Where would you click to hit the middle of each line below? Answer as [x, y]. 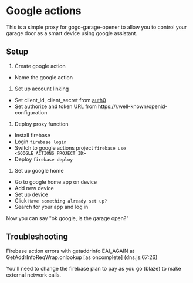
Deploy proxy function [41, 124]
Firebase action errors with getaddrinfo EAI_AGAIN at [70, 251]
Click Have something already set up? [61, 200]
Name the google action [44, 77]
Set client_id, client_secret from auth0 [60, 100]
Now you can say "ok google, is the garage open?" [67, 218]
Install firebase [33, 135]
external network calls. [34, 275]
